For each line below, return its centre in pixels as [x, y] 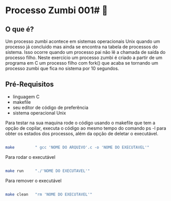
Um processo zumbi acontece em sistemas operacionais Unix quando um [83, 41]
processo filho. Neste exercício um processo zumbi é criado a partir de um [84, 58]
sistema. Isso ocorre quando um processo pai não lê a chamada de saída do [86, 52]
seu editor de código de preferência [50, 107]
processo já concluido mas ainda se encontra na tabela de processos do [82, 47]
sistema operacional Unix [39, 113]
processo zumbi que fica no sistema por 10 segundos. [62, 68]
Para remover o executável [33, 181]
